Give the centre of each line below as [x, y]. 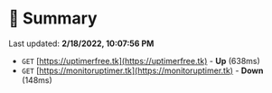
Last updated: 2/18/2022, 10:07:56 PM [81, 43]
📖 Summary [53, 19]
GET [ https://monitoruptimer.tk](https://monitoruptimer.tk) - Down [142, 70]
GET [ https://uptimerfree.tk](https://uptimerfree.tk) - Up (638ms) [141, 60]
